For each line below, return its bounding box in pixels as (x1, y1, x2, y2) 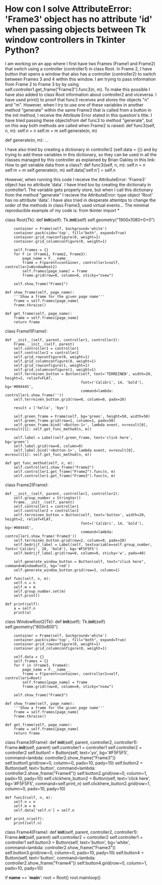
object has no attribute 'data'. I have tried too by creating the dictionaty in (5, 181, 151, 187)
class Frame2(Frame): (5, 482, 49, 488)
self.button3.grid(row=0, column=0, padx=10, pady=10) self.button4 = (5, 850, 144, 855)
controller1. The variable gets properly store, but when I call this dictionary (5, 187, 153, 193)
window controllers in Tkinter (5, 34, 126, 46)
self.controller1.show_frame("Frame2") (14, 465, 94, 470)
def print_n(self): (5, 816, 44, 821)
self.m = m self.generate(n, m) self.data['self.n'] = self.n (5, 167, 116, 173)
